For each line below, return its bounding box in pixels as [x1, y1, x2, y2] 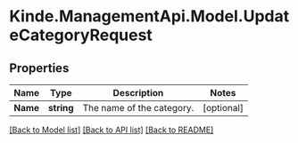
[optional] [202, 102, 244, 114]
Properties [9, 60, 70, 75]
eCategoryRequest [9, 25, 153, 45]
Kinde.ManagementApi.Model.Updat [9, 6, 290, 27]
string [47, 102, 74, 114]
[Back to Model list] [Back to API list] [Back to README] [9, 124, 214, 135]
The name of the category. [82, 102, 195, 114]
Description [112, 87, 164, 99]
